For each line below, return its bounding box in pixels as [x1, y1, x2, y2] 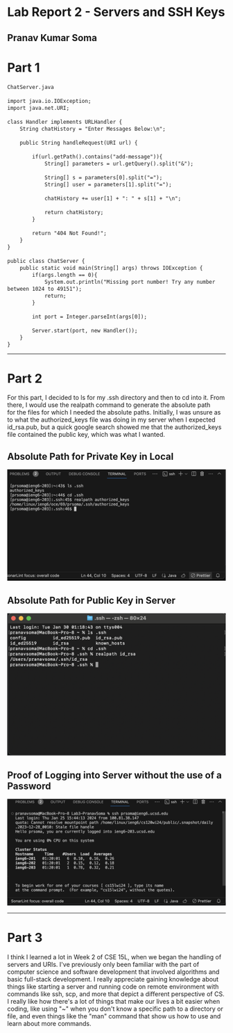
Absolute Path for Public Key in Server [7, 594, 175, 606]
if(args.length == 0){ [32, 271, 98, 278]
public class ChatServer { [7, 257, 85, 264]
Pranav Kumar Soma [7, 32, 97, 44]
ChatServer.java [7, 83, 54, 90]
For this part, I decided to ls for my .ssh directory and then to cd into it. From [7, 394, 225, 402]
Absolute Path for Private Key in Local [7, 450, 174, 463]
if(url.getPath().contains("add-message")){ [32, 153, 163, 160]
